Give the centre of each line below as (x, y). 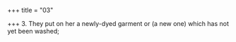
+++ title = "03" (30, 10)
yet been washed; (34, 31)
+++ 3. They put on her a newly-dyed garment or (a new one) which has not (118, 23)
